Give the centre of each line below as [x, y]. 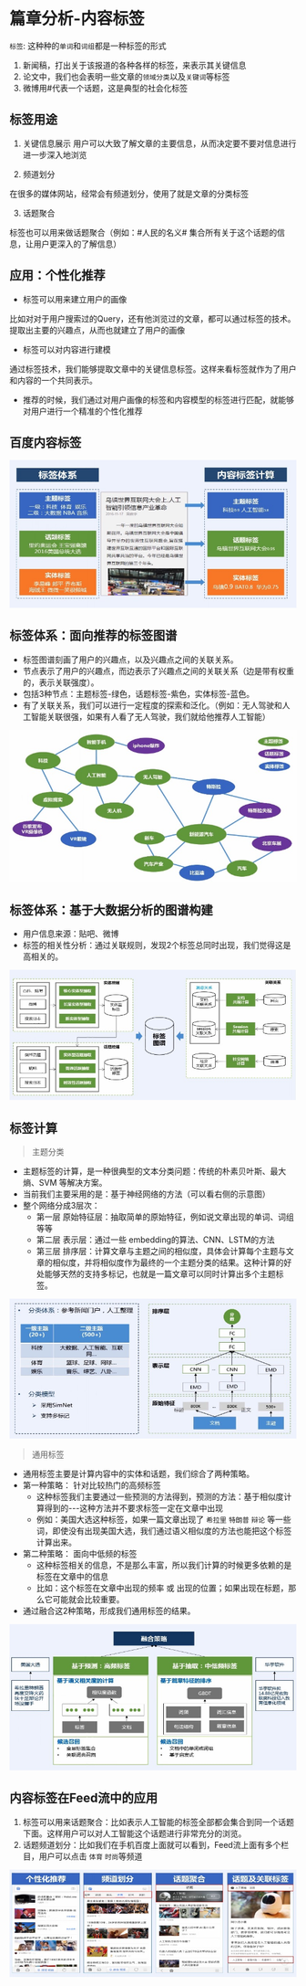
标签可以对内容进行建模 [66, 349]
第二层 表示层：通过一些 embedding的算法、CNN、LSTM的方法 [155, 1240]
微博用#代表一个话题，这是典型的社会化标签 [105, 88]
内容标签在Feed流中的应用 [83, 1798]
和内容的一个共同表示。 [53, 380]
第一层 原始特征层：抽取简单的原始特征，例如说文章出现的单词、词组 [165, 1217]
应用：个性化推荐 [57, 275]
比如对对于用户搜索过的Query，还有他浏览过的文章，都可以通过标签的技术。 [153, 318]
